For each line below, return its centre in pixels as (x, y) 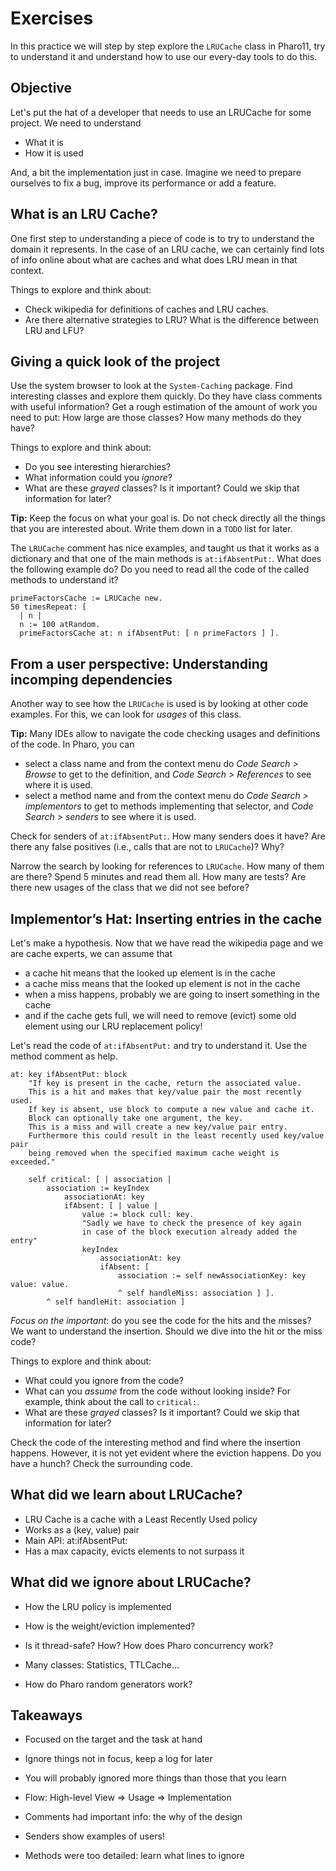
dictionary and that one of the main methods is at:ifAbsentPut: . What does (166, 559)
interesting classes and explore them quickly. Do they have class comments (166, 396)
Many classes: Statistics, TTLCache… (102, 1664)
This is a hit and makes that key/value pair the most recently (165, 1092)
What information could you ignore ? (98, 478)
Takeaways (46, 1715)
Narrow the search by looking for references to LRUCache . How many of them (167, 866)
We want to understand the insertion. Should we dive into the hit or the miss (166, 1331)
